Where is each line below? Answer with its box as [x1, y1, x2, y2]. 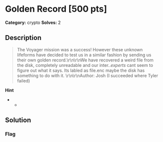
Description [5, 34, 41, 42]
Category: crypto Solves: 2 [5, 20, 61, 25]
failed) [17, 78, 30, 83]
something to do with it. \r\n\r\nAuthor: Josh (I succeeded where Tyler [17, 72, 159, 79]
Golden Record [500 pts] [5, 3, 107, 15]
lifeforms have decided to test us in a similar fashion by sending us [17, 52, 151, 58]
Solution [5, 116, 31, 124]
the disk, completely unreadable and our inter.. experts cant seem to [17, 62, 153, 68]
